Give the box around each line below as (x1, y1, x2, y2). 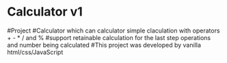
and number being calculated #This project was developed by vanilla (7, 41, 202, 49)
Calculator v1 (7, 4, 83, 20)
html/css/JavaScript (7, 48, 64, 56)
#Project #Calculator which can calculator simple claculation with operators (7, 26, 220, 35)
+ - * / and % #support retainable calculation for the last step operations (7, 33, 211, 41)
